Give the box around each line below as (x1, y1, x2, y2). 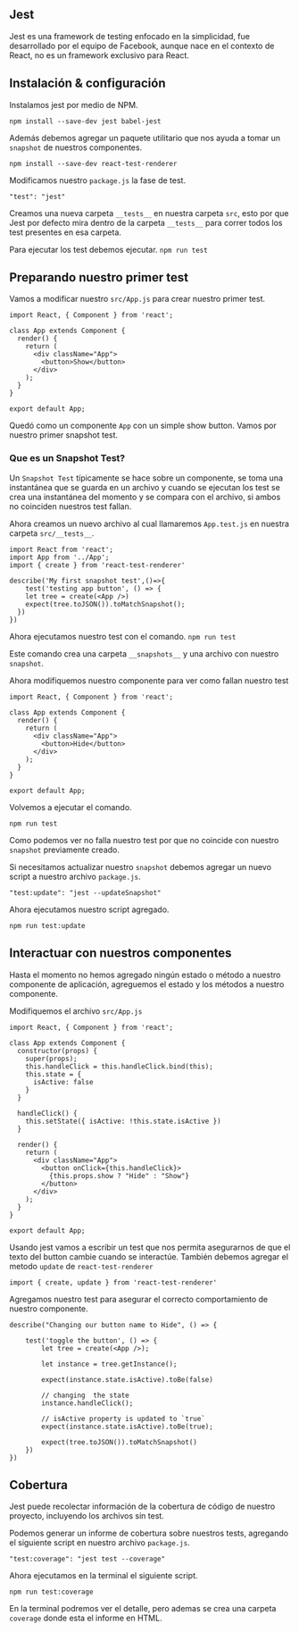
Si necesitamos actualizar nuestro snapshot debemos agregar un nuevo (9, 861, 272, 872)
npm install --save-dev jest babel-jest (9, 116, 162, 126)
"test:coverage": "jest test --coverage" (9, 1554, 166, 1564)
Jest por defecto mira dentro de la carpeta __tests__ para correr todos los (9, 217, 283, 228)
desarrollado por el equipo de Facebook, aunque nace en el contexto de (9, 40, 275, 51)
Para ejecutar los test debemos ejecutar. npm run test (9, 244, 208, 255)
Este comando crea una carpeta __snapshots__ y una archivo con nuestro (9, 648, 279, 659)
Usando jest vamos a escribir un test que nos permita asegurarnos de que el (9, 1242, 291, 1252)
